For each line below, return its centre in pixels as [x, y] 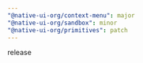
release [20, 53]
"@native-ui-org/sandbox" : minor [62, 23]
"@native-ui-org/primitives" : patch [68, 30]
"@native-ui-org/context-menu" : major [71, 15]
